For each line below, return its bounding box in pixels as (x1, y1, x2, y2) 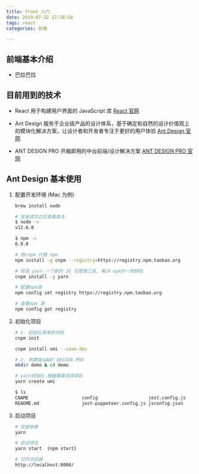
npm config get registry (14, 306, 77, 312)
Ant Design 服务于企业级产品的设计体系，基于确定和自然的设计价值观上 (14, 120, 190, 127)
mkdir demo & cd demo (14, 362, 69, 368)
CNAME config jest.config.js (14, 395, 186, 401)
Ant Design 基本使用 (6, 174, 82, 184)
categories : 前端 (6, 25, 48, 32)
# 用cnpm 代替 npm (14, 252, 58, 258)
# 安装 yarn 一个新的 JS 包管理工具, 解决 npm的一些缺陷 (14, 268, 143, 274)
